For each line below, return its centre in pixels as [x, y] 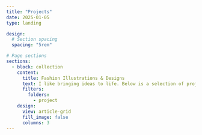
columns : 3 [36, 123]
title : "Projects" [29, 12]
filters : [33, 89]
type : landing [24, 23]
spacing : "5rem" [32, 45]
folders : [39, 95]
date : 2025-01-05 [28, 17]
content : [28, 73]
